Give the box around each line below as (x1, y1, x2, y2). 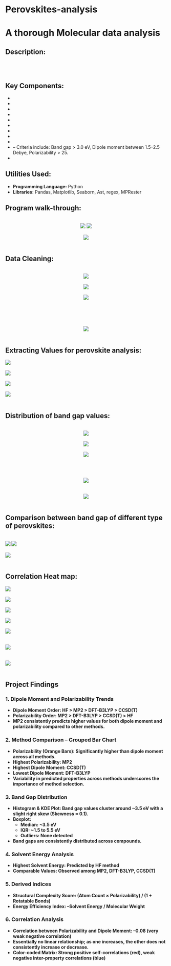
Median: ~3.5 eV (20, 821, 57, 827)
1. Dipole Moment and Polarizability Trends (5, 696, 114, 702)
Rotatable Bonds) (12, 898, 51, 904)
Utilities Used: (5, 170, 51, 179)
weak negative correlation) (12, 933, 72, 939)
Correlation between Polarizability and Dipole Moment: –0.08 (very (12, 928, 159, 934)
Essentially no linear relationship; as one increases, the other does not (12, 938, 166, 944)
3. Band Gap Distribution (5, 794, 68, 801)
